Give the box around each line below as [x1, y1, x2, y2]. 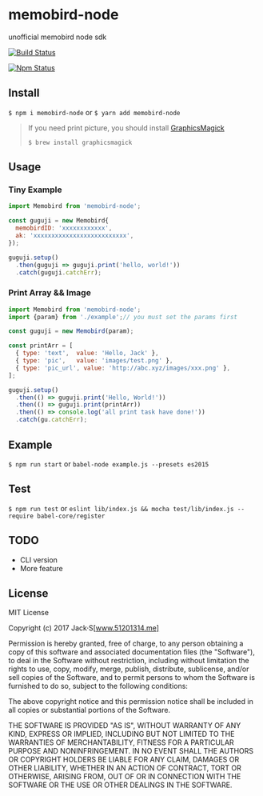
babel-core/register [37, 512, 106, 520]
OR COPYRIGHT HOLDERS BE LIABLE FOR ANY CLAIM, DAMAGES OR [8, 754, 240, 765]
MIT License [8, 608, 50, 618]
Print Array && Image [8, 287, 92, 298]
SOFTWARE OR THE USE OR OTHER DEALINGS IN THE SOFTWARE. [8, 780, 233, 790]
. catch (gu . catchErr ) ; [15, 416, 88, 424]
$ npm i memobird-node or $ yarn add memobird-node [8, 107, 181, 117]
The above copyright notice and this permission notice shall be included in [8, 697, 253, 706]
